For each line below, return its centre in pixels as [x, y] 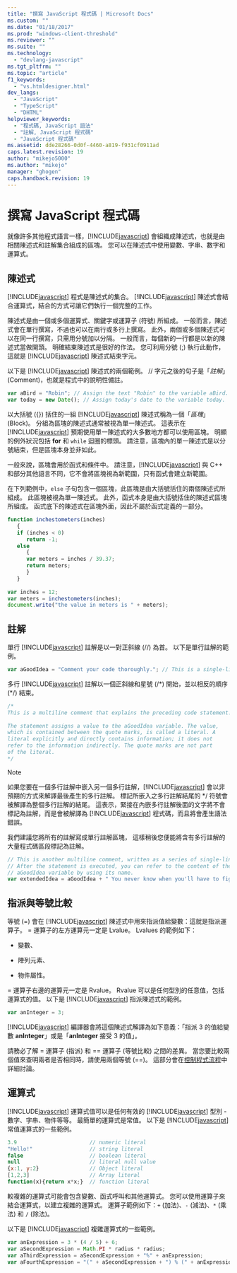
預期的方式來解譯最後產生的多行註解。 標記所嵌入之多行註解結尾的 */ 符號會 [117, 796]
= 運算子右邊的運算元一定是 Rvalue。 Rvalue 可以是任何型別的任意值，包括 [116, 990]
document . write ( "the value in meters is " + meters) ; [88, 605]
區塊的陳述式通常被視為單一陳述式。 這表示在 [120, 423]
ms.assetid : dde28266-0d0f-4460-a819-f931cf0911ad [83, 146]
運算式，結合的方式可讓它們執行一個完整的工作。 [84, 306]
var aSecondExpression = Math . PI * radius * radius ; [86, 1249]
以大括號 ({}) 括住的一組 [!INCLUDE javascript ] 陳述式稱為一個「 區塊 [105, 414]
